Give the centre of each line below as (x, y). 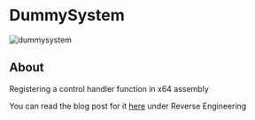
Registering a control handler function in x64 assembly (109, 88)
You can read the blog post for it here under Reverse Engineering (128, 106)
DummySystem (67, 15)
